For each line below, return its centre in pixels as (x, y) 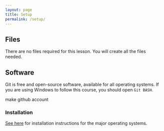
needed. (14, 57)
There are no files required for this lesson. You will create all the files (76, 51)
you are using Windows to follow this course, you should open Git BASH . (79, 90)
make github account (27, 99)
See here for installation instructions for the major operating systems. (76, 123)
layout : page (19, 10)
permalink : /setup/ (25, 19)
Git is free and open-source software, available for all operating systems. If (82, 84)
